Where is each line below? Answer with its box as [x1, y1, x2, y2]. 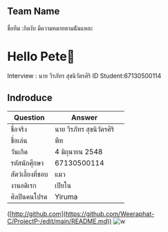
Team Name [7, 6, 60, 17]
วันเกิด [10, 147, 28, 157]
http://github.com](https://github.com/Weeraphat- [11, 209, 154, 217]
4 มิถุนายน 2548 [54, 147, 103, 157]
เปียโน [54, 180, 71, 190]
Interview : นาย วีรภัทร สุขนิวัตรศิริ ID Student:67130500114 [7, 71, 162, 80]
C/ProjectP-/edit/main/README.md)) [7, 217, 112, 225]
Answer [71, 112, 98, 122]
